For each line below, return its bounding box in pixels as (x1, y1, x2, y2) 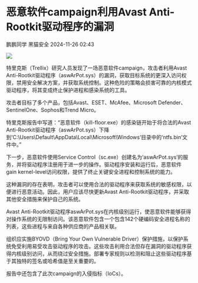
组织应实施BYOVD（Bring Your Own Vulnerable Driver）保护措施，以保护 (6, 235, 184, 242)
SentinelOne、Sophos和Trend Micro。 (6, 106, 100, 113)
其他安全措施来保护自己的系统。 (6, 195, 84, 202)
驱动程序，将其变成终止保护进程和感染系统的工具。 (6, 86, 130, 93)
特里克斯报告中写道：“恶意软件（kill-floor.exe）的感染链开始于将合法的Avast (6, 119, 192, 126)
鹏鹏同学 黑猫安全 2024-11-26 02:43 (6, 41, 94, 48)
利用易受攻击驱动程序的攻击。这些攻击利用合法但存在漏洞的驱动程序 (21, 242, 187, 249)
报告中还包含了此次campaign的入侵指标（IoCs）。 (6, 269, 127, 277)
